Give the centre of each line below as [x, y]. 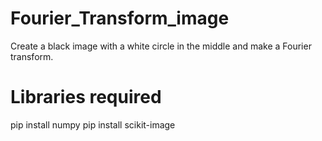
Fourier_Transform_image [120, 18]
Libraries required [86, 97]
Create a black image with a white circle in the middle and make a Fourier [161, 46]
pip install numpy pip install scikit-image [93, 124]
